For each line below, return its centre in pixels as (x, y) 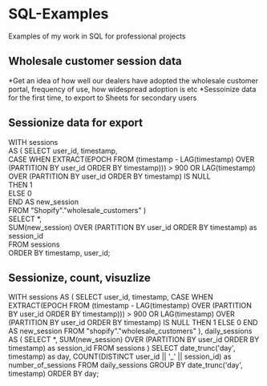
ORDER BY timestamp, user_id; (59, 252)
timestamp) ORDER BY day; (54, 374)
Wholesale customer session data (95, 61)
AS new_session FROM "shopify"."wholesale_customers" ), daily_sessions (130, 331)
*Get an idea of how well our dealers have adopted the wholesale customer (133, 80)
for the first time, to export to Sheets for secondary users (103, 98)
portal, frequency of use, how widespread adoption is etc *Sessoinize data (132, 89)
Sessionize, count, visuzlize (79, 277)
